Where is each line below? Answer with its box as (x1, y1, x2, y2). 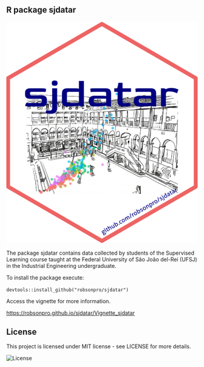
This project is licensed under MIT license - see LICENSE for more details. (6, 343, 191, 350)
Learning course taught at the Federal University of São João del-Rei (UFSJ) (6, 255, 197, 263)
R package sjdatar (6, 5, 76, 15)
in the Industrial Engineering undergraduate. (6, 262, 117, 269)
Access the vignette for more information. (6, 297, 111, 304)
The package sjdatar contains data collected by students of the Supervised (6, 249, 195, 256)
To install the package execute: (6, 273, 84, 281)
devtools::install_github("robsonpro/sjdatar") (6, 287, 129, 293)
